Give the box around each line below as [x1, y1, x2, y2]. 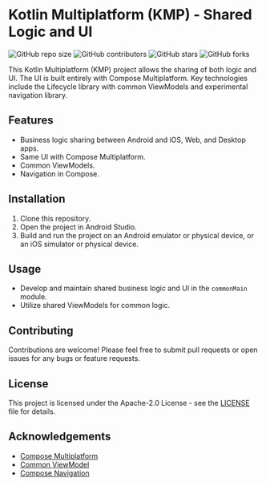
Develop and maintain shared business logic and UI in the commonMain [19, 283, 248, 294]
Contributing [8, 323, 74, 338]
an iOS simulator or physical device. [19, 239, 139, 249]
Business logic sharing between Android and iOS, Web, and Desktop [19, 135, 246, 144]
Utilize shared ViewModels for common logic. [19, 301, 171, 310]
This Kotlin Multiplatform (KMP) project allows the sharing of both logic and [8, 64, 256, 74]
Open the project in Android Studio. [19, 222, 138, 232]
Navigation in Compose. [19, 168, 100, 178]
